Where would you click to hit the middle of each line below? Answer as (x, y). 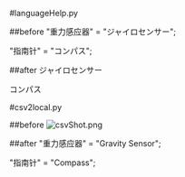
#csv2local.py (36, 107)
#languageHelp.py (44, 13)
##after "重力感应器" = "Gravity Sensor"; (85, 143)
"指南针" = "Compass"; (53, 163)
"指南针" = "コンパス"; (51, 51)
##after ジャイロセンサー (56, 70)
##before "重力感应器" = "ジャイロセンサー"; (93, 32)
